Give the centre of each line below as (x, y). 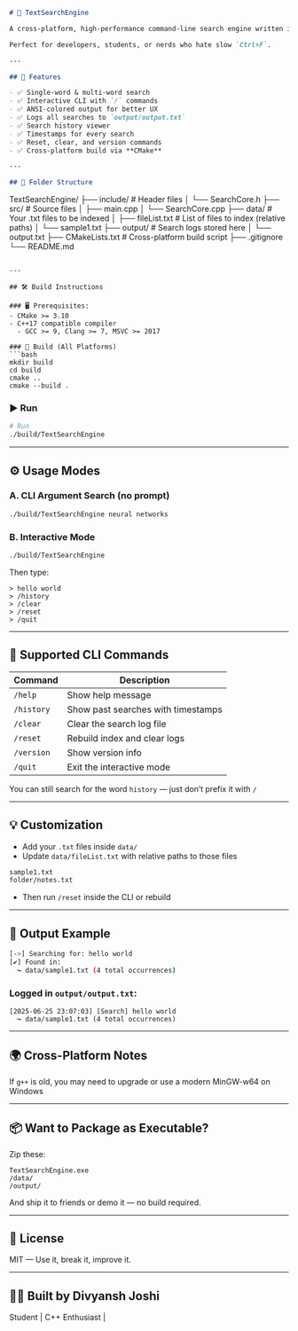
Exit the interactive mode (119, 767)
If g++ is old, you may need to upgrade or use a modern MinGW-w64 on (140, 1081)
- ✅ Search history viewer (60, 125)
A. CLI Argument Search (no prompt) (90, 496)
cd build (25, 371)
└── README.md (42, 247)
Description (145, 680)
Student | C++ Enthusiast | (58, 1318)
